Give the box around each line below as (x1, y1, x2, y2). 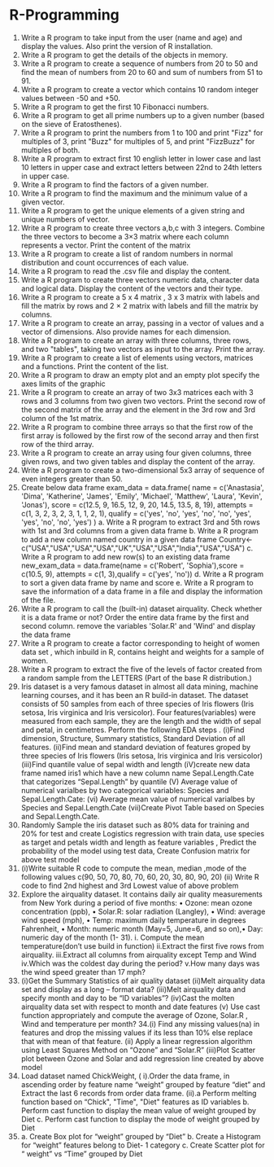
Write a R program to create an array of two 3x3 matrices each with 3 (20, 387, 254, 397)
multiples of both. (20, 145, 80, 155)
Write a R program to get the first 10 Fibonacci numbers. (20, 102, 210, 112)
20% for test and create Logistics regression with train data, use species (20, 828, 265, 838)
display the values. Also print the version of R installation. (20, 41, 214, 50)
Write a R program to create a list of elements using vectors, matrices (20, 353, 254, 362)
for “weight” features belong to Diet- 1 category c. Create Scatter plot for (20, 1140, 265, 1150)
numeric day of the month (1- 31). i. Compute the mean (20, 932, 205, 942)
